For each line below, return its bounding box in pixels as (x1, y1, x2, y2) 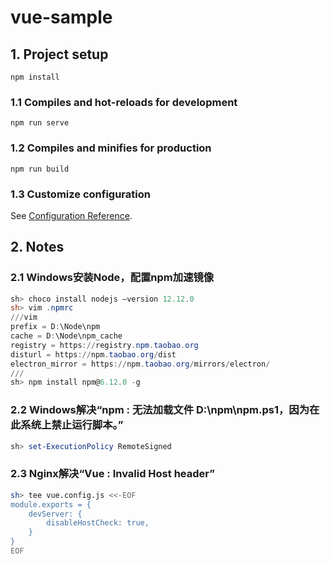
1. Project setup (10, 46, 109, 63)
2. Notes (10, 239, 65, 256)
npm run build (10, 164, 70, 174)
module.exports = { (10, 499, 92, 510)
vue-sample (10, 6, 113, 29)
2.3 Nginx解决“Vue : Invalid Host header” (10, 467, 215, 481)
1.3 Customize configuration (10, 187, 151, 201)
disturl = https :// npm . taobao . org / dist (10, 349, 177, 360)
